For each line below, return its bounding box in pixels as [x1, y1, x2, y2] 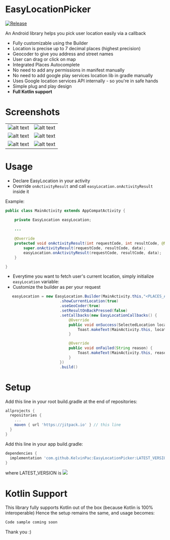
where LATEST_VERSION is [5, 470, 62, 476]
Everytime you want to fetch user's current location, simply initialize [12, 273, 154, 280]
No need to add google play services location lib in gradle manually [12, 72, 153, 78]
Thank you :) [5, 529, 32, 535]
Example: [5, 198, 25, 204]
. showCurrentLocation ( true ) [59, 298, 119, 304]
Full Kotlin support [12, 88, 52, 94]
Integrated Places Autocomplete [12, 61, 80, 68]
